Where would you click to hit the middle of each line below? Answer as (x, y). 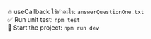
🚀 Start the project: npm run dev (53, 28)
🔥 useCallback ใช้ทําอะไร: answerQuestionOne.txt (76, 12)
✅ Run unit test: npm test (44, 19)
